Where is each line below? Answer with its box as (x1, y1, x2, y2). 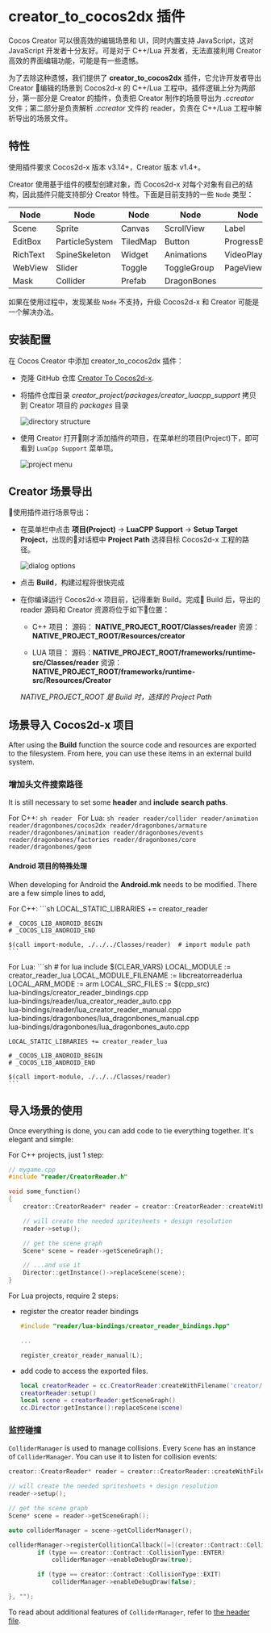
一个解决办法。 (8, 307, 58, 316)
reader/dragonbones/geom (8, 843, 92, 852)
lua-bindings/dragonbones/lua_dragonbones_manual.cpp (8, 1013, 199, 1023)
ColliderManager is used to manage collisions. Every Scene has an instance (8, 1443, 256, 1453)
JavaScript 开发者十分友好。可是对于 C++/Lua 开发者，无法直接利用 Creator (8, 45, 262, 55)
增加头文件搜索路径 (8, 779, 83, 790)
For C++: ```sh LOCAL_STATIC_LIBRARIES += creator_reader (8, 903, 208, 913)
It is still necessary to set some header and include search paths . (8, 798, 228, 807)
